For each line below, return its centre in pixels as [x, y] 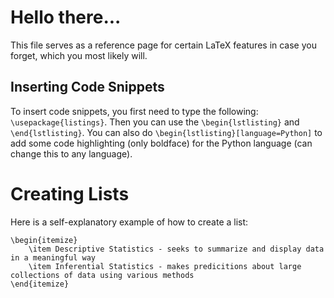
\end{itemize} [40, 284]
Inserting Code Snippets [87, 87]
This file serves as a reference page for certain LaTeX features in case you [163, 45]
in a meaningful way [53, 257]
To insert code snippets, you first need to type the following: [134, 111]
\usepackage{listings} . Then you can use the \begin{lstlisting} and [155, 122]
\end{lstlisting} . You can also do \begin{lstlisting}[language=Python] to [166, 132]
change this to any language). [71, 153]
